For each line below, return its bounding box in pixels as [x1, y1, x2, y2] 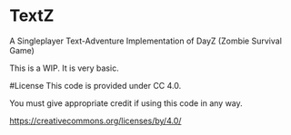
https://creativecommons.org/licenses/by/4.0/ [9, 115, 182, 126]
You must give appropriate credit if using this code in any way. [9, 97, 243, 109]
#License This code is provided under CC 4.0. [9, 80, 182, 91]
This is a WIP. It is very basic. [9, 63, 120, 73]
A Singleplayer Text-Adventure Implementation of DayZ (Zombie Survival [9, 35, 282, 46]
